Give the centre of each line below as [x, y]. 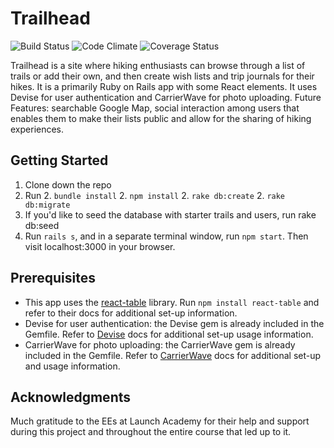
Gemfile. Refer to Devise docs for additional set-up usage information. [169, 334]
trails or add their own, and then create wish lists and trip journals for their [162, 76]
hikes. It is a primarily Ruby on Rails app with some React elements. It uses [164, 86]
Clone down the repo [68, 184]
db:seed [42, 225]
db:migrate [47, 205]
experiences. [37, 129]
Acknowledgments [71, 397]
